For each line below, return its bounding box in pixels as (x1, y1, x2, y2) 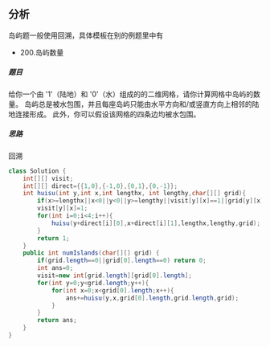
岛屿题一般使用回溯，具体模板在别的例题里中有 (8, 31, 163, 40)
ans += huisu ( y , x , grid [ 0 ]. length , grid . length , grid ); (65, 294, 239, 302)
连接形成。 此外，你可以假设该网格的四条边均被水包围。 (14, 109, 201, 119)
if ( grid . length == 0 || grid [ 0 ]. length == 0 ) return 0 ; (37, 256, 207, 265)
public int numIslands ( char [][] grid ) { (22, 249, 160, 257)
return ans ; (37, 316, 78, 325)
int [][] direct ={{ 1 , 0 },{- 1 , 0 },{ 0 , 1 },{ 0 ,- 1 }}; (22, 182, 178, 190)
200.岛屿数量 (19, 47, 64, 57)
